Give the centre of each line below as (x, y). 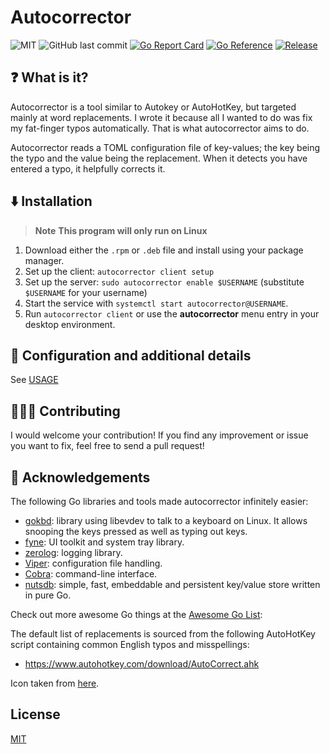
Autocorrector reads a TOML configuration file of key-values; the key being (165, 147)
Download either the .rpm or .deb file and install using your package (164, 250)
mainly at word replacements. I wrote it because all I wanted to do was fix (161, 117)
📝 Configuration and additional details (131, 355)
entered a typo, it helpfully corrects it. (88, 168)
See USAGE (34, 380)
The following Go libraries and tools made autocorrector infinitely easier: (159, 501)
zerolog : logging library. (73, 552)
